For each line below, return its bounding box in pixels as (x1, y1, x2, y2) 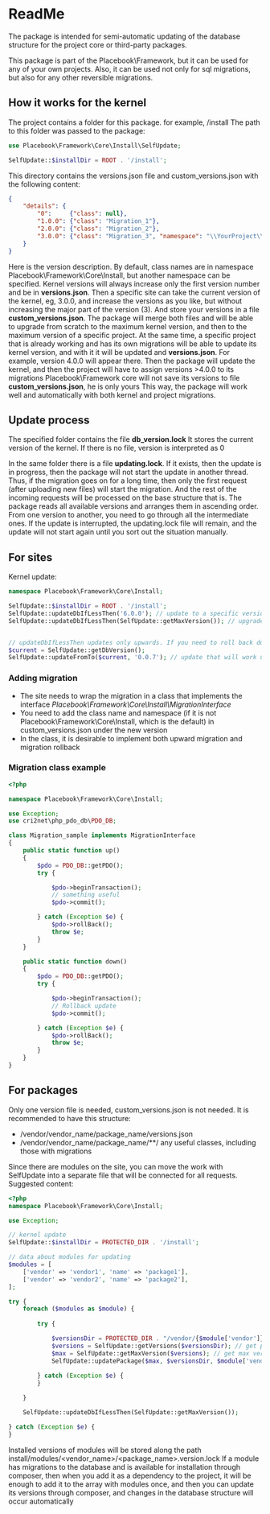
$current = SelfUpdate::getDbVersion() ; (8, 646, 146, 654)
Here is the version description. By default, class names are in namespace (8, 262, 254, 271)
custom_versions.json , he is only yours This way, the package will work (8, 382, 247, 391)
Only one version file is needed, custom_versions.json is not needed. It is (8, 1104, 249, 1115)
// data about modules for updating (8, 1253, 131, 1261)
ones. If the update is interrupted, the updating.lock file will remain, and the (8, 518, 257, 528)
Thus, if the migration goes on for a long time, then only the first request (8, 476, 247, 485)
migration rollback (19, 742, 80, 752)
